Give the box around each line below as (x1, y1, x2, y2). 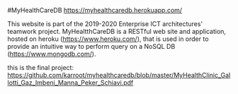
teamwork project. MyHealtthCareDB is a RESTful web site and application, (7, 28, 227, 35)
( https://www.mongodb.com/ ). (7, 49, 96, 58)
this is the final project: (7, 64, 74, 71)
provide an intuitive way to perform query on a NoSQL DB (7, 42, 176, 50)
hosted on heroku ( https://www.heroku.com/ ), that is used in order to (7, 35, 209, 43)
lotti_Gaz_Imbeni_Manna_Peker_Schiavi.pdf (7, 78, 134, 87)
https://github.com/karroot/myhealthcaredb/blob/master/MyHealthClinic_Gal (7, 71, 231, 79)
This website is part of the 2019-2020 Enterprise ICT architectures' (7, 20, 203, 28)
